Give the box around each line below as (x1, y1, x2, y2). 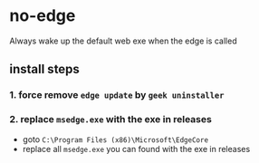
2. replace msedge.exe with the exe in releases (9, 113, 213, 126)
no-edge (9, 5, 76, 26)
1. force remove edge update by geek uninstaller (9, 89, 225, 101)
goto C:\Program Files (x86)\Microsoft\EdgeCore (22, 133, 209, 145)
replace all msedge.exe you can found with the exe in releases (22, 143, 251, 154)
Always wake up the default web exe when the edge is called (9, 35, 237, 46)
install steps (9, 62, 80, 77)
